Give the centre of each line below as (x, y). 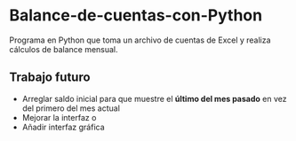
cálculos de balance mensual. (64, 49)
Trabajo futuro (50, 78)
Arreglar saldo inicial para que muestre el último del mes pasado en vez (154, 98)
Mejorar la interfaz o (59, 117)
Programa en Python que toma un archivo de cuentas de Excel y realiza (140, 40)
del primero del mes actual (71, 108)
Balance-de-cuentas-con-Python (136, 16)
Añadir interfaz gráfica (63, 127)
